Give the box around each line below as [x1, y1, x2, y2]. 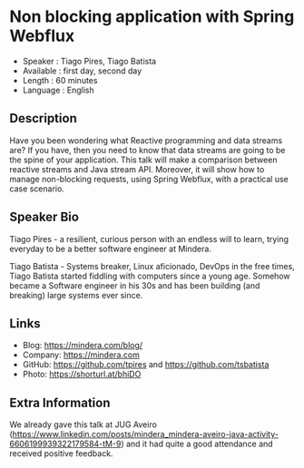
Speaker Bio [9, 210, 80, 225]
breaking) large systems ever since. [9, 289, 143, 300]
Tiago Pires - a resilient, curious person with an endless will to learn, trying [9, 233, 289, 244]
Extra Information [9, 395, 111, 410]
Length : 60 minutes [22, 74, 98, 85]
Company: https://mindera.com [22, 349, 141, 360]
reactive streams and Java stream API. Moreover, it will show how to [9, 163, 265, 174]
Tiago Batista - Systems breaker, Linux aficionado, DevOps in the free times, [9, 260, 295, 271]
